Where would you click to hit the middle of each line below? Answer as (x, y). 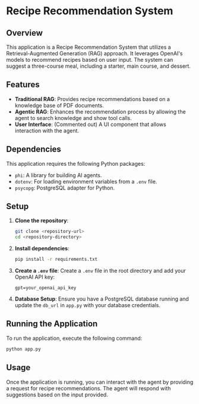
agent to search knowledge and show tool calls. (73, 118)
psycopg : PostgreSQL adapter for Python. (64, 188)
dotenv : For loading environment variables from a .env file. (86, 181)
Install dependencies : (42, 248)
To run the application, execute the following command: (74, 338)
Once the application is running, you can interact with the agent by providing (100, 382)
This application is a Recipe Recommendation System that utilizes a (89, 47)
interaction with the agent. (47, 130)
